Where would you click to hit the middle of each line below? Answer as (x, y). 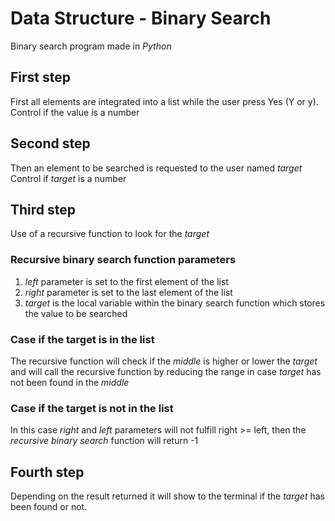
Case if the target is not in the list (92, 408)
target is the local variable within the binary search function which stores (175, 303)
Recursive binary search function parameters (123, 260)
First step (40, 77)
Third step (43, 209)
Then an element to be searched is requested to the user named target (156, 168)
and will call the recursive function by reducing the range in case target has (166, 371)
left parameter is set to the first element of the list (126, 281)
